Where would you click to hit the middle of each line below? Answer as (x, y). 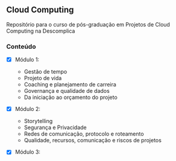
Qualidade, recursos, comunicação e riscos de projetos (93, 140)
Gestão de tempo (46, 72)
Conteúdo (21, 46)
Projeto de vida (43, 78)
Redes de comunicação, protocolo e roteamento (84, 134)
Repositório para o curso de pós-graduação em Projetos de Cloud (88, 24)
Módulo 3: (28, 152)
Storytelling (38, 121)
